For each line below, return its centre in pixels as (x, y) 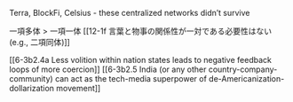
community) (31, 78)
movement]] (79, 88)
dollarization (32, 88)
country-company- (243, 69)
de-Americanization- (246, 78)
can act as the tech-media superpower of (131, 78)
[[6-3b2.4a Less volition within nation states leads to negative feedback (141, 60)
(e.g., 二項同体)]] (40, 42)
